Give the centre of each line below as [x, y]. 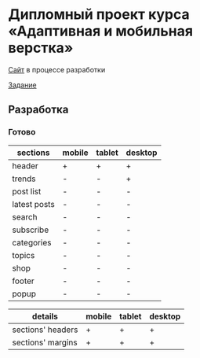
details [45, 316]
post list [27, 191]
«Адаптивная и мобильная [101, 31]
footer [24, 281]
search [25, 216]
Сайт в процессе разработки [57, 69]
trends [24, 179]
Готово [22, 132]
